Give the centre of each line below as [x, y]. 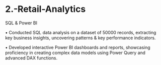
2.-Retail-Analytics [45, 9]
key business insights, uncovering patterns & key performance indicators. [80, 38]
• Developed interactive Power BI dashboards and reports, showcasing [78, 47]
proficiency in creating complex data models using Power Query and [75, 53]
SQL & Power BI [21, 23]
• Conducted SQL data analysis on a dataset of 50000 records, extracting [81, 32]
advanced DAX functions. [31, 58]
